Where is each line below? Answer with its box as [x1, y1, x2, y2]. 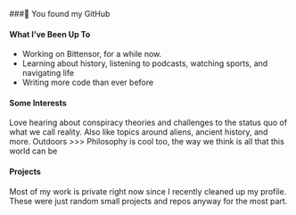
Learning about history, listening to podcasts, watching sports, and [21, 58, 268, 69]
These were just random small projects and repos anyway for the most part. [9, 195, 288, 206]
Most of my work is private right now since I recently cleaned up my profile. [9, 186, 287, 196]
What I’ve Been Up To [9, 29, 91, 39]
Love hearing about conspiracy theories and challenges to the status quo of [9, 117, 288, 128]
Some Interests [9, 97, 67, 108]
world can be [9, 145, 58, 156]
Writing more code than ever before [21, 77, 154, 88]
